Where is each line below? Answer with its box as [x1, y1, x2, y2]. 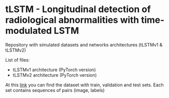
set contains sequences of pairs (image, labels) [5, 87, 105, 93]
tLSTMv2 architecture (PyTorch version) [12, 72, 97, 78]
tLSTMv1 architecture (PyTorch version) [12, 67, 96, 73]
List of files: [5, 57, 30, 63]
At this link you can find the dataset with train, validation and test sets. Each [5, 82, 164, 88]
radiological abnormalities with [5, 14, 139, 26]
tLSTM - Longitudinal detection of [5, 4, 151, 15]
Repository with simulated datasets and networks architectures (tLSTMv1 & [5, 41, 163, 47]
